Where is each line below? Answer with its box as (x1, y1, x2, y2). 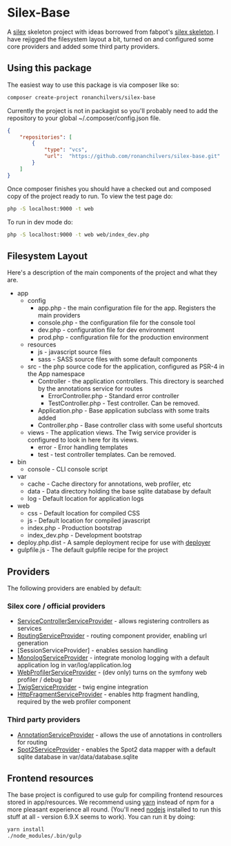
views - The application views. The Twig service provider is (27, 429, 197, 437)
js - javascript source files (37, 348, 112, 356)
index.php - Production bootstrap (27, 524, 123, 532)
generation (17, 639, 48, 647)
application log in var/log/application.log (17, 661, 132, 669)
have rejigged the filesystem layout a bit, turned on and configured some (7, 35, 214, 43)
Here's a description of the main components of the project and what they (7, 268, 218, 277)
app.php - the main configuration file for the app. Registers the (37, 304, 216, 312)
